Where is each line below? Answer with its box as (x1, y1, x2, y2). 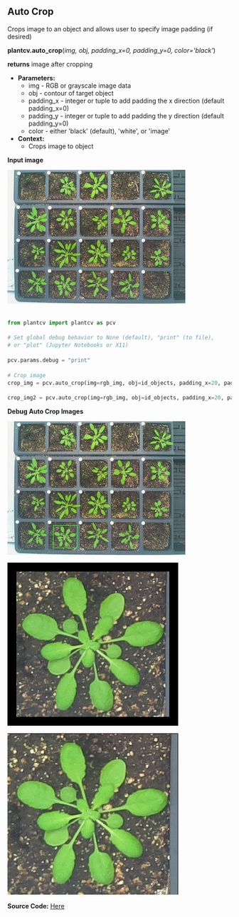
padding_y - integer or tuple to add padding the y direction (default (28, 111, 224, 120)
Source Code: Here (7, 902, 65, 911)
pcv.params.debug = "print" (7, 357, 91, 364)
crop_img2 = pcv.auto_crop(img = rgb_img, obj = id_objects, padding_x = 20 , (7, 394, 224, 401)
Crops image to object (28, 142, 94, 150)
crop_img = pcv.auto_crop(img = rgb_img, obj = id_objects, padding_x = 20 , (7, 379, 221, 386)
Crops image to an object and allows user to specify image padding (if (7, 24, 213, 33)
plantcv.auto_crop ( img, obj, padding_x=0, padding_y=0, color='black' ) (7, 46, 216, 54)
